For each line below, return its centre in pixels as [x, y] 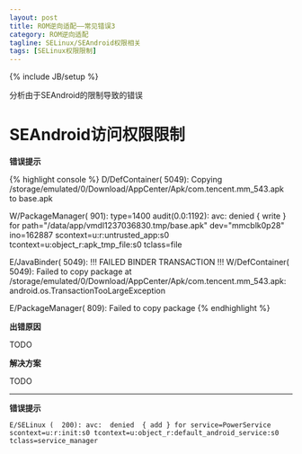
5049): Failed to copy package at [71, 272]
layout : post [34, 18]
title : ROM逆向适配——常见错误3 [62, 26]
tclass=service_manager [54, 441]
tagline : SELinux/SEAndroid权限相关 [75, 43]
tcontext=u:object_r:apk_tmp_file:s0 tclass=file [96, 245]
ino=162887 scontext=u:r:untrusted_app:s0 [89, 236]
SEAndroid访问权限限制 [98, 135]
